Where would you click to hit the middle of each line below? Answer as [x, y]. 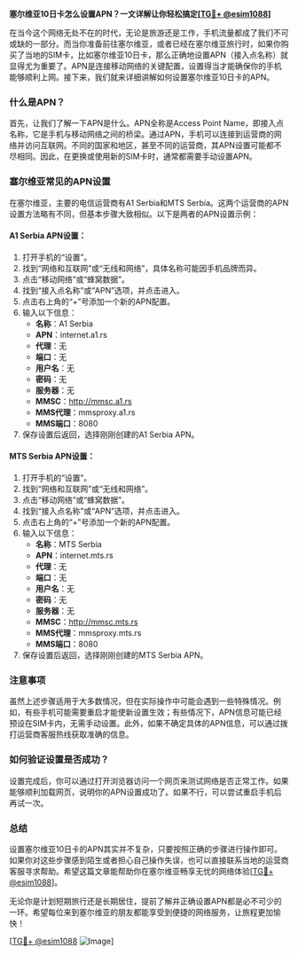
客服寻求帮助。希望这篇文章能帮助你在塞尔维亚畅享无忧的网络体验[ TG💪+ [141, 871]
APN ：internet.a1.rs [71, 334]
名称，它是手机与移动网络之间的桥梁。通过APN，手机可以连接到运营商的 [142, 134]
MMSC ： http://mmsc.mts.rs [87, 622]
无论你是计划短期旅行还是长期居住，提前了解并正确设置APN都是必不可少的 [145, 901]
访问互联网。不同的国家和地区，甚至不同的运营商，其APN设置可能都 [149, 145]
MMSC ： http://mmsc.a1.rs [83, 401]
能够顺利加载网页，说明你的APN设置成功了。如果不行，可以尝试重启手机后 [145, 792]
